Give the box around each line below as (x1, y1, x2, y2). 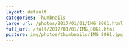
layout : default (5, 9, 47, 15)
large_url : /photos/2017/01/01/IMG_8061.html (5, 20, 123, 26)
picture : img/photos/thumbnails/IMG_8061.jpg (5, 32, 123, 38)
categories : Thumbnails (5, 15, 66, 21)
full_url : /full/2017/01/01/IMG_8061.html (5, 26, 115, 32)
